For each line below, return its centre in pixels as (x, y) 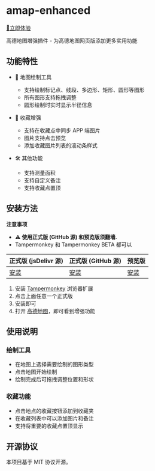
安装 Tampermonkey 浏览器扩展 (54, 288)
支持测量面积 (39, 172)
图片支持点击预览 (45, 138)
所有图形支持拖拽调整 (50, 97)
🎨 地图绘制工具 (33, 77)
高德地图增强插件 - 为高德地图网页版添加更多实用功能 (72, 40)
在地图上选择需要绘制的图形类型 (54, 365)
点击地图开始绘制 (36, 372)
